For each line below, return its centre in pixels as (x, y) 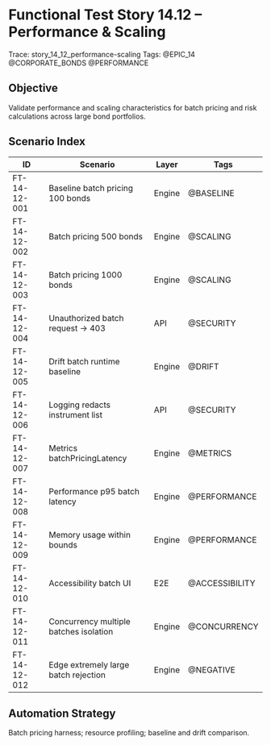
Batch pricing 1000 (85, 274)
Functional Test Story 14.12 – (105, 15)
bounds (63, 544)
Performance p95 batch (94, 491)
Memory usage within (90, 535)
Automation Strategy (62, 713)
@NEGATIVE (212, 669)
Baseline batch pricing (91, 188)
